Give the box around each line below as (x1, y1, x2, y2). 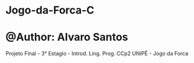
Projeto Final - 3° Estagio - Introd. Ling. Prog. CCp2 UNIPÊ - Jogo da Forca (5, 50, 189, 57)
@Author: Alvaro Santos (5, 31, 129, 44)
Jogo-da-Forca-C (5, 4, 94, 17)
